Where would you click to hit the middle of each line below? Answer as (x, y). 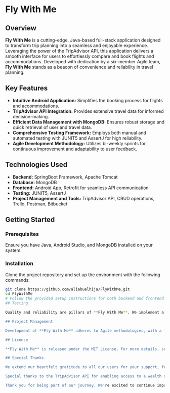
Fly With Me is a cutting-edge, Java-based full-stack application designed (83, 40)
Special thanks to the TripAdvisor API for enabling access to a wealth (83, 376)
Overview (21, 28)
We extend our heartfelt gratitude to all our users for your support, (82, 367)
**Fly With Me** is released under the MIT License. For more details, (82, 349)
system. (13, 250)
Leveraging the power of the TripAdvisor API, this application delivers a (79, 51)
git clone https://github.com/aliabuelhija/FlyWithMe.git (68, 289)
